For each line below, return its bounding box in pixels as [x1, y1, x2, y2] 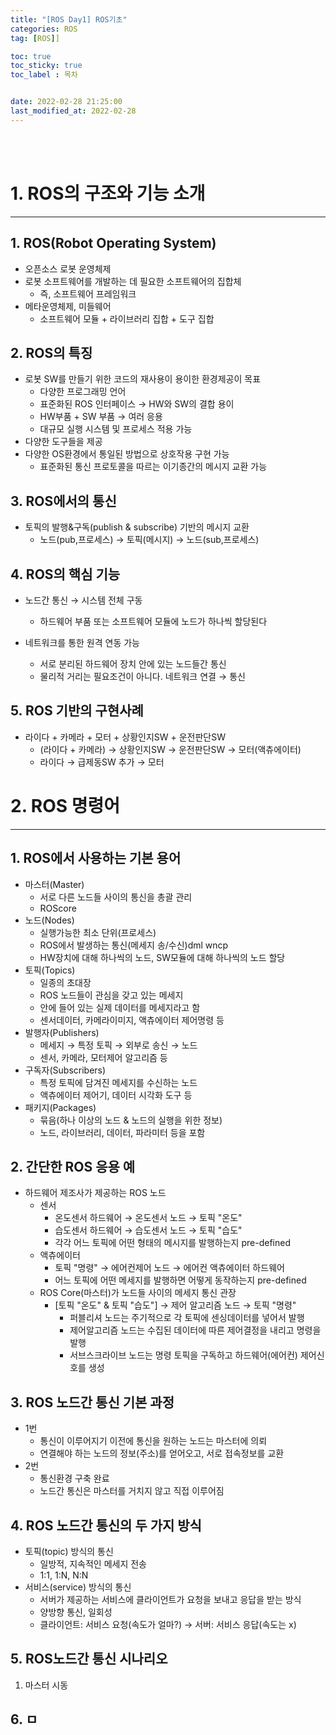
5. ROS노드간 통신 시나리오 [10, 1651, 168, 1668]
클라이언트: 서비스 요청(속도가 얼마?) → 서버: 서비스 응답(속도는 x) [39, 1618, 297, 1630]
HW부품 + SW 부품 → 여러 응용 [39, 411, 163, 423]
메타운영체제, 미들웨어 [24, 300, 112, 312]
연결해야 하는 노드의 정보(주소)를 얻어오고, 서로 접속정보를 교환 [39, 1447, 285, 1460]
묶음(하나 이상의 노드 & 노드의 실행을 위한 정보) [39, 1114, 223, 1126]
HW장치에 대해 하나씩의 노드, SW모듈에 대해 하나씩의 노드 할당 [39, 951, 286, 963]
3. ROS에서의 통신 [10, 492, 117, 510]
